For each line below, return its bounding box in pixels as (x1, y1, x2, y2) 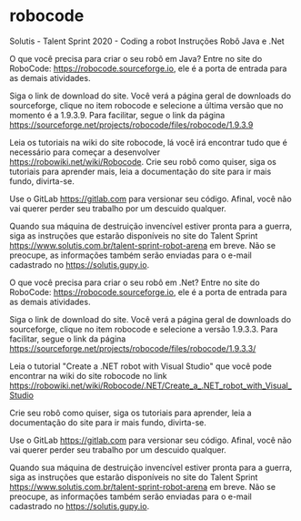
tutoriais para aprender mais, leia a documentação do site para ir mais (9, 166, 272, 177)
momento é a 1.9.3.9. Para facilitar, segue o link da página (9, 109, 226, 120)
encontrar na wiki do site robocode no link (9, 370, 167, 381)
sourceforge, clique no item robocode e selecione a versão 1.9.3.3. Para (9, 323, 278, 334)
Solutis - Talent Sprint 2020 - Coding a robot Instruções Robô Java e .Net (9, 36, 285, 46)
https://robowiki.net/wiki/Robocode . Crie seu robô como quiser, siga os (9, 156, 277, 167)
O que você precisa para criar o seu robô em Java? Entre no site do (9, 53, 263, 64)
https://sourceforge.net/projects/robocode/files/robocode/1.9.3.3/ (9, 342, 256, 353)
